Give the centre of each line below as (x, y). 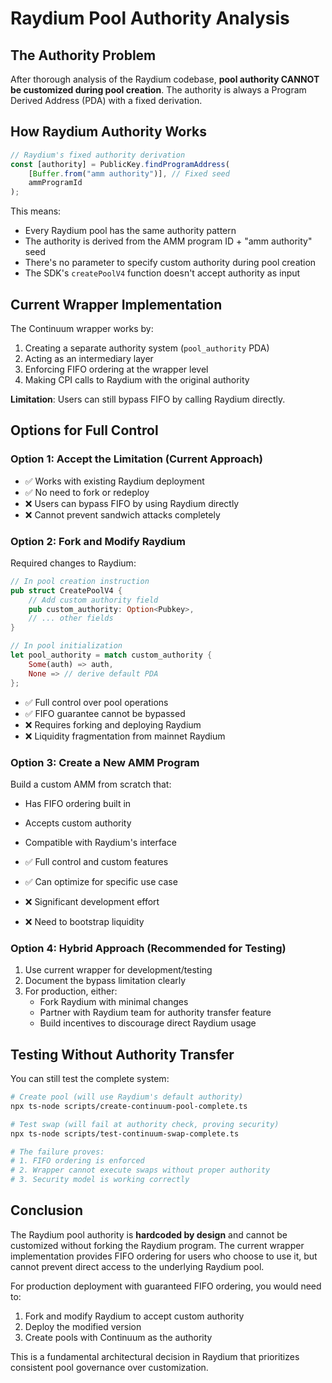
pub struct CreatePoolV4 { (66, 590)
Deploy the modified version (83, 1326)
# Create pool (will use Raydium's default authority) (127, 1097)
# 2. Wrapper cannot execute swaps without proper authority (140, 1170)
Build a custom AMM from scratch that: (91, 784)
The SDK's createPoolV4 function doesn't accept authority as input (162, 273)
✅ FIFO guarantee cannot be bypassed (105, 713)
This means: (36, 211)
